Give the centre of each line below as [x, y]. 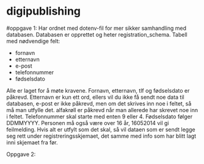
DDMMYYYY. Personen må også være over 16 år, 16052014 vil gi [88, 123]
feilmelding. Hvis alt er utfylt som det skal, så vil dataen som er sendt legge [101, 129]
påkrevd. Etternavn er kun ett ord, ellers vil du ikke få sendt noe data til [95, 97]
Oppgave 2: [21, 154]
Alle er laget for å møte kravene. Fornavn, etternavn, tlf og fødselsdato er [98, 90]
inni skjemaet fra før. [32, 142]
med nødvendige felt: [33, 41]
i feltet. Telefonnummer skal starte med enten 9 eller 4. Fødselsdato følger [100, 116]
